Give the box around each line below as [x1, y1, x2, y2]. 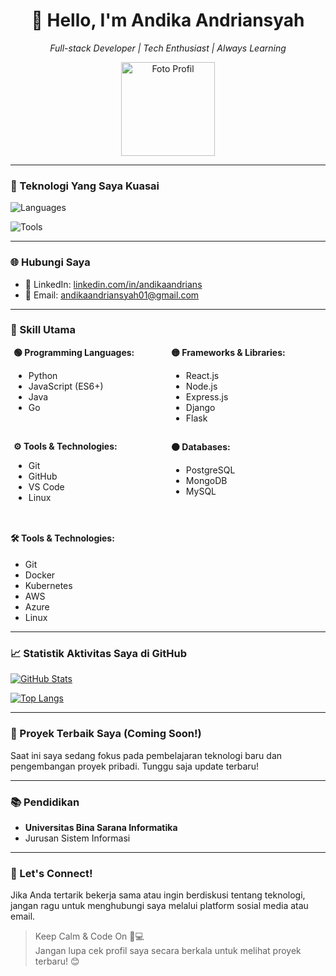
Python [28, 369, 58, 381]
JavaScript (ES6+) [28, 380, 104, 392]
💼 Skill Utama [10, 323, 76, 337]
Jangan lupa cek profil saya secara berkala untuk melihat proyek [34, 945, 302, 957]
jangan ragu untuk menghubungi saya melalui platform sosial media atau [10, 900, 309, 912]
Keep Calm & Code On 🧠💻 [34, 930, 145, 943]
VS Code [28, 480, 65, 493]
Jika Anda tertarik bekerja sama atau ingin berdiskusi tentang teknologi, [10, 889, 306, 901]
